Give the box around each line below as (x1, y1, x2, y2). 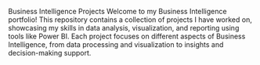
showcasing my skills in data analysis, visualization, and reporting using (8, 23, 240, 32)
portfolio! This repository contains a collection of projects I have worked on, (8, 15, 252, 24)
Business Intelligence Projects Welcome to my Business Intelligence (8, 7, 227, 16)
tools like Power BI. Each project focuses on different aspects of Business (8, 31, 246, 41)
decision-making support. (8, 49, 92, 57)
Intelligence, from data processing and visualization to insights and (8, 40, 224, 49)
